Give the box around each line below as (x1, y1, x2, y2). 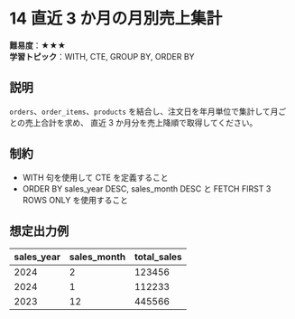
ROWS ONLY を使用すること (22, 194, 129, 205)
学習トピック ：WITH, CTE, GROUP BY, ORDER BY (9, 51, 196, 61)
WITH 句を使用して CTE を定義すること (22, 172, 169, 183)
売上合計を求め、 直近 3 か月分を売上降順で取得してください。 (24, 117, 258, 127)
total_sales (134, 250, 182, 263)
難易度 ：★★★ (9, 40, 66, 51)
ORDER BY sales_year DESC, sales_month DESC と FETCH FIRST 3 (22, 183, 272, 194)
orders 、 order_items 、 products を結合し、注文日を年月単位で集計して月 (9, 106, 279, 117)
